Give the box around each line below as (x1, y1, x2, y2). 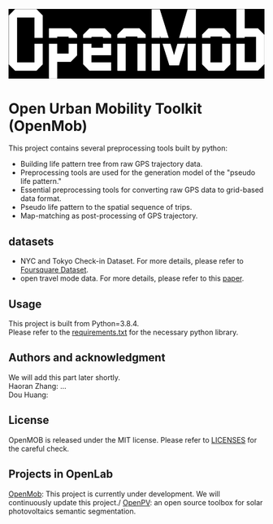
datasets (8, 234, 54, 248)
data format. (19, 194, 63, 203)
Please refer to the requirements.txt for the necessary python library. (8, 327, 239, 338)
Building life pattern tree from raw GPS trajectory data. (19, 159, 203, 169)
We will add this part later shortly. (8, 372, 120, 382)
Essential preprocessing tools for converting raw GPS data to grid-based (19, 185, 264, 195)
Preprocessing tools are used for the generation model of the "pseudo (19, 168, 256, 177)
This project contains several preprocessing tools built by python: (8, 143, 228, 153)
